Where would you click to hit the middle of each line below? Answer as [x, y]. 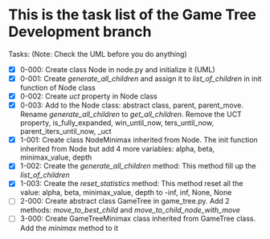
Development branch [80, 32]
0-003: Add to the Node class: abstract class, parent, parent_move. [131, 105]
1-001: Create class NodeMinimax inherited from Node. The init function [139, 140]
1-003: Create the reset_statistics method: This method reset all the [131, 184]
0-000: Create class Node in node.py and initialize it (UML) [117, 69]
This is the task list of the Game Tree [133, 15]
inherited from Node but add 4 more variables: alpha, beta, [117, 149]
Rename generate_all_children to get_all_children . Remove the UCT [131, 115]
